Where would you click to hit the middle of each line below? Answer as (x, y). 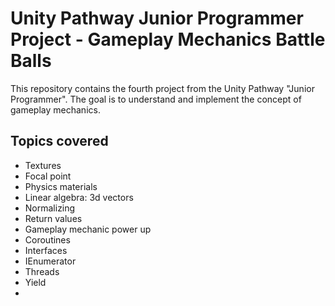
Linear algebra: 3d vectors (79, 197)
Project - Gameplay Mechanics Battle (168, 39)
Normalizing (50, 208)
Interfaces (46, 250)
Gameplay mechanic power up (88, 229)
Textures (43, 165)
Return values (53, 218)
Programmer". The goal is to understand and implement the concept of (156, 99)
